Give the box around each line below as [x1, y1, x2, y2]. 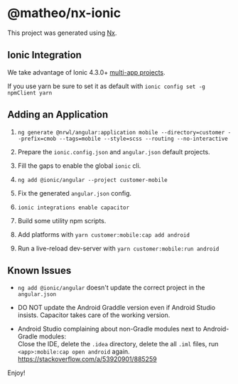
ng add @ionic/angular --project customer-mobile [17, 176, 168, 183]
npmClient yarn [7, 89, 53, 97]
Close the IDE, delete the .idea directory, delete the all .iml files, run [17, 340, 219, 348]
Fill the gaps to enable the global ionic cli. [17, 161, 141, 170]
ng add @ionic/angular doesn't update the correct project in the [17, 283, 205, 292]
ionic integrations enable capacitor [17, 204, 130, 211]
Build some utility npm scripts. [17, 216, 107, 225]
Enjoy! [7, 368, 26, 378]
